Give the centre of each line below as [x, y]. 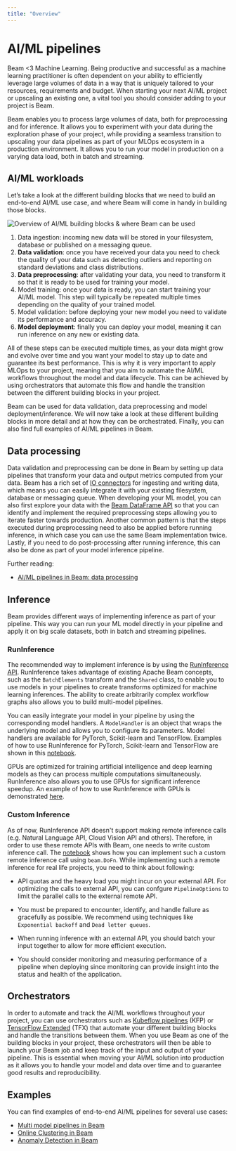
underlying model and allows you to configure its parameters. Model [106, 731]
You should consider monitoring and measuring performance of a [112, 959]
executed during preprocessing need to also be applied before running [110, 528]
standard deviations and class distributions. [80, 267]
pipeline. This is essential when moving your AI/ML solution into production [116, 1058]
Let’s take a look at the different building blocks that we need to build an [111, 195]
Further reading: [31, 564]
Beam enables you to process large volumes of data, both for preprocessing [118, 119]
